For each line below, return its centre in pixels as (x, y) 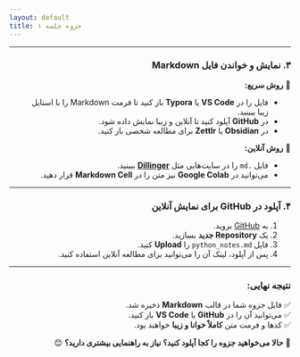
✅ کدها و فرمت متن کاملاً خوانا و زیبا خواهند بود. (212, 325)
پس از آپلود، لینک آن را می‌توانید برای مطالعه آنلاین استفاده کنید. (163, 254)
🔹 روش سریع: (267, 85)
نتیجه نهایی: (269, 286)
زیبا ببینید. (253, 112)
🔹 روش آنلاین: (267, 147)
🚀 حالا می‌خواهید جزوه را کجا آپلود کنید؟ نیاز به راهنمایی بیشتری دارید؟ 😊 (172, 343)
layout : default (39, 17)
